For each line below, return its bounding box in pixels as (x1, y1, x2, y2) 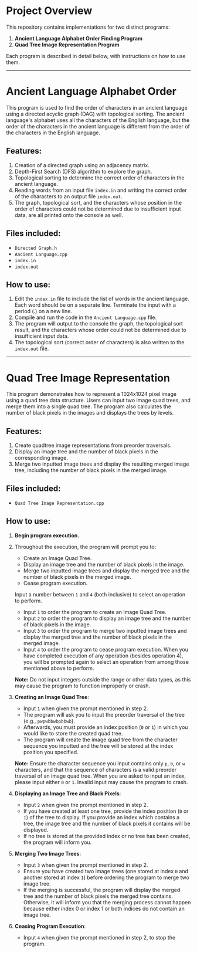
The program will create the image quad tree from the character (23, 736, 178, 743)
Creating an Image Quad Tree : (14, 693, 89, 700)
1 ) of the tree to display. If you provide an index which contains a (23, 813, 180, 820)
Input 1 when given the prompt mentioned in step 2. (23, 705, 148, 712)
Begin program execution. (14, 532, 80, 539)
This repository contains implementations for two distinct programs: (6, 23, 170, 30)
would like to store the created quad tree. (23, 730, 123, 737)
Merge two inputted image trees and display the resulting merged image (14, 460, 189, 467)
